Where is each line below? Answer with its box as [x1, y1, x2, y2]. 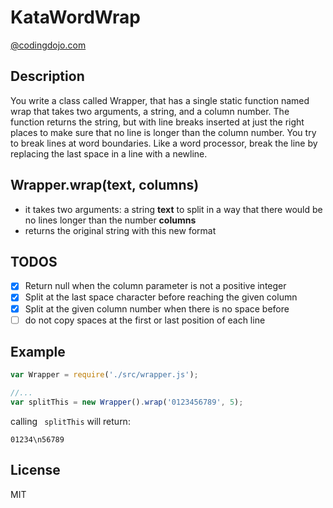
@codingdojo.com [10, 39, 87, 51]
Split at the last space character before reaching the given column [24, 291, 298, 303]
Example [10, 344, 66, 361]
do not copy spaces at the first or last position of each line [24, 314, 266, 326]
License [10, 462, 61, 479]
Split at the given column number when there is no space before [24, 302, 290, 315]
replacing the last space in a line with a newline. [10, 147, 208, 160]
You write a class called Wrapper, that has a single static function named [10, 94, 310, 106]
